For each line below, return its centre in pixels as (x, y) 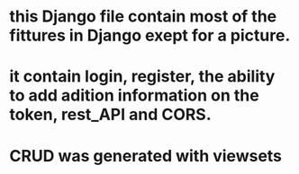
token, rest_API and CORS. (110, 115)
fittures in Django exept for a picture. (150, 35)
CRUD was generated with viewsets (145, 156)
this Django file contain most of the (143, 17)
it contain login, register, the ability (142, 77)
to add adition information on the (134, 96)
